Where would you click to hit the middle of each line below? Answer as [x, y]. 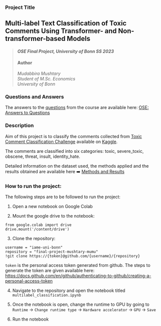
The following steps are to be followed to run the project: [63, 197]
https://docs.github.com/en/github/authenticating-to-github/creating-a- [78, 276]
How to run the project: [33, 186]
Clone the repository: [34, 238]
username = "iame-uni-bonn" [34, 248]
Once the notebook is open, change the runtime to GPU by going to [81, 304]
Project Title [20, 7]
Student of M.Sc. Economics [46, 79]
